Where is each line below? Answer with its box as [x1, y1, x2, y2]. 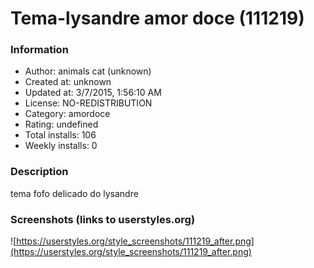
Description [10, 165, 69, 179]
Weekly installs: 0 [24, 140, 98, 152]
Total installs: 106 [24, 129, 97, 141]
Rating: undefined [24, 118, 99, 131]
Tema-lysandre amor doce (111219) [10, 7, 305, 30]
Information [10, 43, 69, 57]
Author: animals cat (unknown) [24, 65, 152, 77]
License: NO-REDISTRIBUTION [24, 97, 153, 109]
